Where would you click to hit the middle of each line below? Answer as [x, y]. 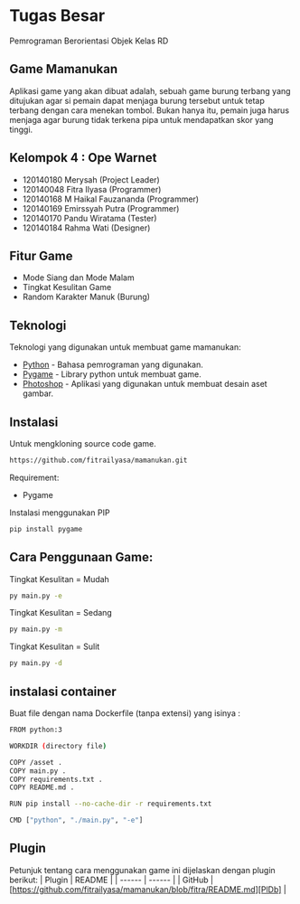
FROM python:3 [36, 730]
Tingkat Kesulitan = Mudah [60, 579]
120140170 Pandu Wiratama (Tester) [89, 218]
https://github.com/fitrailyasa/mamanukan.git [98, 460]
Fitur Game [41, 255]
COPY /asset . [36, 762]
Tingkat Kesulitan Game [67, 287]
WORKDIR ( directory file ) [58, 746]
